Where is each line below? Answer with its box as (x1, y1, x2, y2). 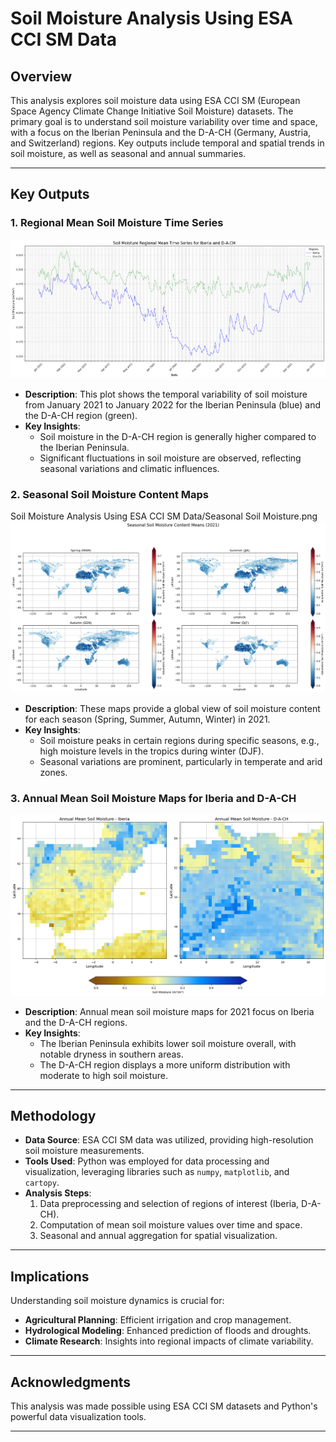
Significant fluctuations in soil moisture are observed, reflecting (39, 452, 302, 464)
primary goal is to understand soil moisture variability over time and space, (10, 116, 318, 127)
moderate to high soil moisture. (39, 1069, 168, 1081)
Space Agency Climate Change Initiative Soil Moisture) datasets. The (10, 105, 294, 117)
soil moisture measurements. (24, 1145, 145, 1157)
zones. (39, 767, 68, 779)
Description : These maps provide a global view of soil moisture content (24, 703, 321, 715)
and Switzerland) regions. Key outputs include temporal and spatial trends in (10, 137, 325, 149)
